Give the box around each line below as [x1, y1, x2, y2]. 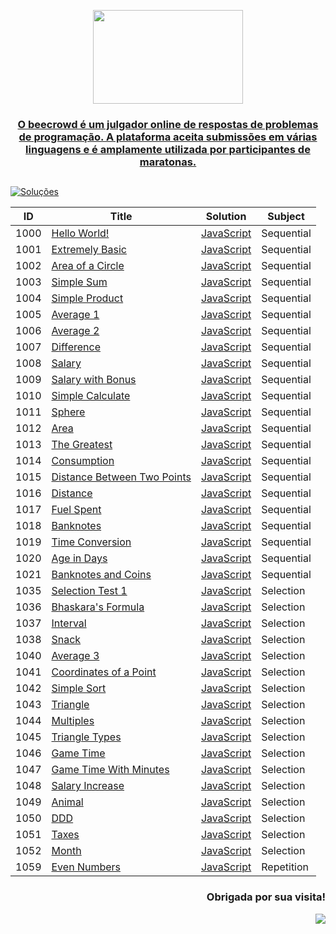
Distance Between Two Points [51, 470, 192, 484]
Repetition [261, 860, 310, 874]
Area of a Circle [51, 259, 125, 273]
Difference [51, 340, 102, 354]
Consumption [51, 454, 115, 468]
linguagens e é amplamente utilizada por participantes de [25, 142, 311, 156]
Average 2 [51, 324, 100, 338]
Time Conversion [51, 535, 132, 549]
